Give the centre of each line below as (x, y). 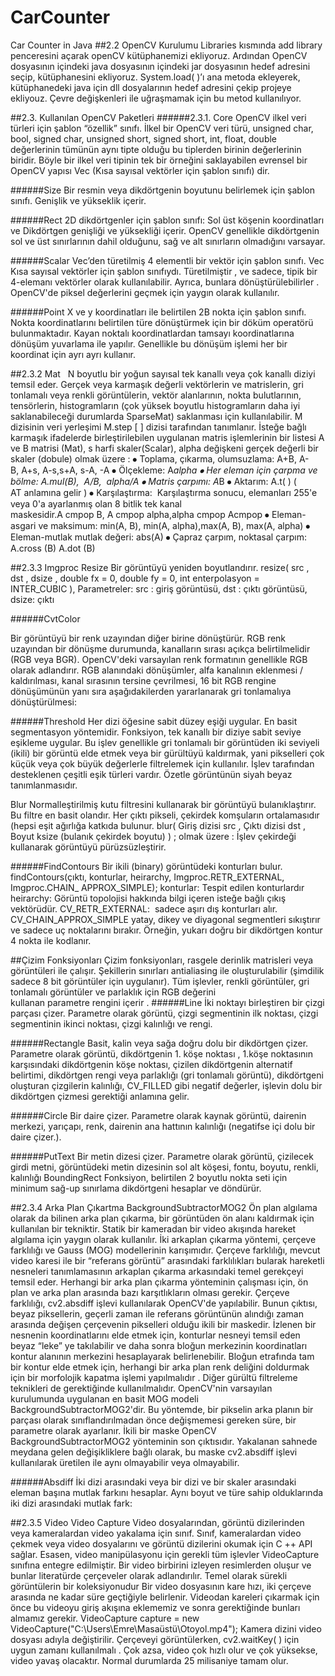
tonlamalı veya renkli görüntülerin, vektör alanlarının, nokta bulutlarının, (156, 395)
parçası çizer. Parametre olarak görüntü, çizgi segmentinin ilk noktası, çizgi (164, 1013)
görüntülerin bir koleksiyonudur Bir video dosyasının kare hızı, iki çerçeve (161, 1586)
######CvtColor (45, 618)
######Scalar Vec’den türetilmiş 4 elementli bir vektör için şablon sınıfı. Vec (167, 260)
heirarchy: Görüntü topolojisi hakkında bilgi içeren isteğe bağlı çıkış (148, 898)
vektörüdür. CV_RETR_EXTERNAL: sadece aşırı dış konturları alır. (144, 908)
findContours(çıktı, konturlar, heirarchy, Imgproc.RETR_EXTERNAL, (147, 877)
